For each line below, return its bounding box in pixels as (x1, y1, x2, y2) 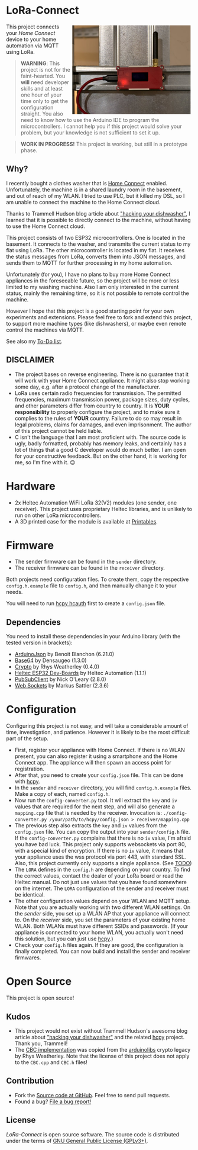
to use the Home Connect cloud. (6, 223, 86, 230)
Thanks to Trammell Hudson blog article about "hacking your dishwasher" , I (6, 210, 190, 217)
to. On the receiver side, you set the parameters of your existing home (14, 916, 186, 924)
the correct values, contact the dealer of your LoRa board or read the (14, 872, 183, 879)
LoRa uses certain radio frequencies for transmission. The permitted (14, 389, 181, 397)
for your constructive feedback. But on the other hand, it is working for (14, 452, 187, 460)
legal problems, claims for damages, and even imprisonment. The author (14, 421, 192, 428)
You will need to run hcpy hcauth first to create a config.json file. (6, 600, 165, 607)
